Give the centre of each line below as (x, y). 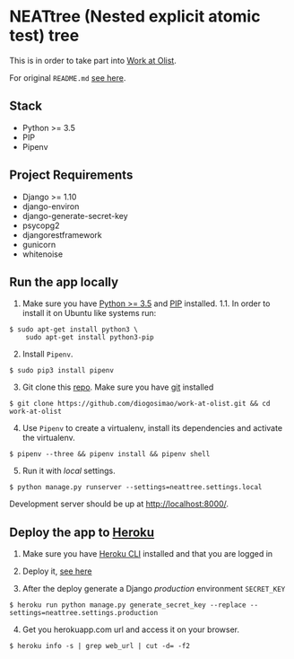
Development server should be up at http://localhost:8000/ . (119, 504)
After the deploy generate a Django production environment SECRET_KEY (154, 589)
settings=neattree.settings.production (84, 613)
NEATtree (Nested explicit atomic (135, 17)
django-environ (51, 206)
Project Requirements (71, 176)
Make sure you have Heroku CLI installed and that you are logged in (147, 554)
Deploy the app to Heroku (82, 532)
